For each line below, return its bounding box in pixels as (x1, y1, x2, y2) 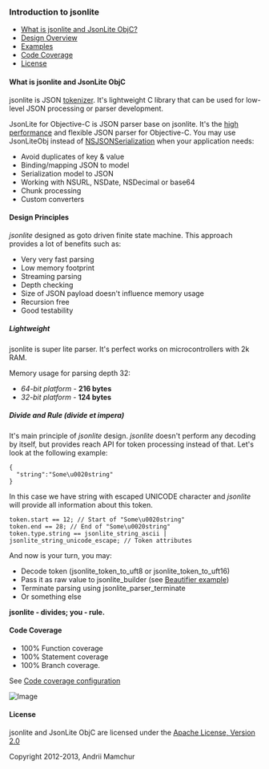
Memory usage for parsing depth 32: (9, 368, 131, 378)
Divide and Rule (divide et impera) (9, 411, 125, 420)
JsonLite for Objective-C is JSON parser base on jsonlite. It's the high (9, 119, 239, 128)
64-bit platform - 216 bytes (20, 383, 112, 393)
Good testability (20, 306, 74, 315)
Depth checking (20, 280, 74, 289)
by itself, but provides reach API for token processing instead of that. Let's (9, 439, 255, 449)
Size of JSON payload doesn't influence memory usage (20, 288, 205, 298)
